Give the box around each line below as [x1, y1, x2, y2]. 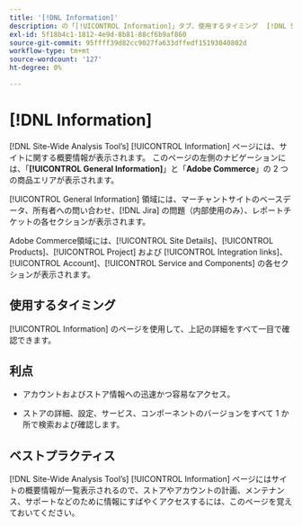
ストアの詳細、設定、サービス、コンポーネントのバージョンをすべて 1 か [22, 408, 289, 419]
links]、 [259, 246, 288, 257]
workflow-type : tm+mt [9, 47, 91, 56]
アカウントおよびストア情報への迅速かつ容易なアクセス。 [22, 388, 235, 400]
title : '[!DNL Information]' [9, 13, 119, 22]
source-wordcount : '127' [9, 55, 102, 64]
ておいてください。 [9, 507, 80, 518]
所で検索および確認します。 [22, 419, 125, 430]
